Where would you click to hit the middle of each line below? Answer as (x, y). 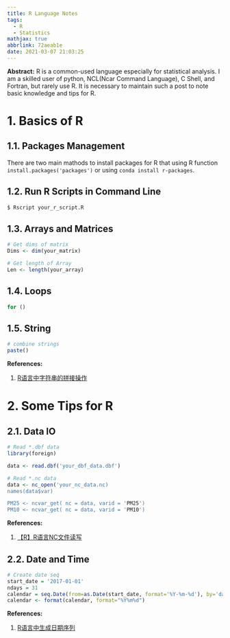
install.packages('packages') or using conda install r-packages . (101, 170)
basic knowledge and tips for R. (52, 93)
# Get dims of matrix (38, 244)
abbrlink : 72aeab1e (35, 45)
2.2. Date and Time (48, 559)
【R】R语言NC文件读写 (49, 537)
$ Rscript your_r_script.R (46, 207)
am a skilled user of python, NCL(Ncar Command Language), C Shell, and (111, 78)
